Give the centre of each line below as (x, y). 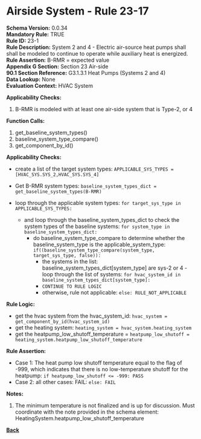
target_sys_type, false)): (67, 255)
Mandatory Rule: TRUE (35, 34)
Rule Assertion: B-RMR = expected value (58, 60)
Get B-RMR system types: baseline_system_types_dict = (86, 186)
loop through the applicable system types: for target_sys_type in (98, 203)
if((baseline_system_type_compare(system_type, (94, 250)
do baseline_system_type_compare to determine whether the (109, 238)
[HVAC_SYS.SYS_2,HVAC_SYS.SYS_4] (57, 174)
